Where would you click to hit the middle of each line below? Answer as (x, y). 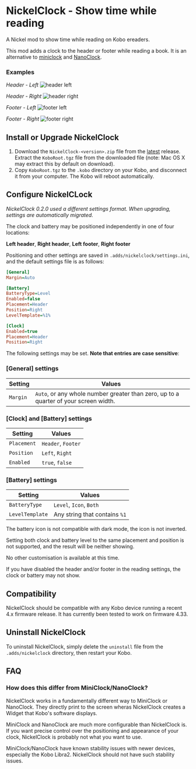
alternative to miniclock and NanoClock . (54, 57)
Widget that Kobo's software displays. (52, 713)
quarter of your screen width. (75, 401)
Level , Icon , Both (76, 505)
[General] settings (32, 369)
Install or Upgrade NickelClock (63, 137)
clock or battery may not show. (43, 575)
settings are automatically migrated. (50, 215)
